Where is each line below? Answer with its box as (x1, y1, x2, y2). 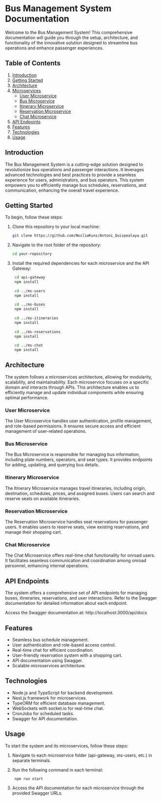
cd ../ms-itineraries (14, 316, 59, 320)
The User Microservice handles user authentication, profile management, (5, 418, 152, 424)
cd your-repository (12, 252, 52, 257)
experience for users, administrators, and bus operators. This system (5, 177, 144, 183)
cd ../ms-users (14, 288, 45, 293)
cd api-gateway (14, 275, 45, 280)
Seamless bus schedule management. (12, 637, 89, 642)
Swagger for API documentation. (12, 716, 78, 721)
